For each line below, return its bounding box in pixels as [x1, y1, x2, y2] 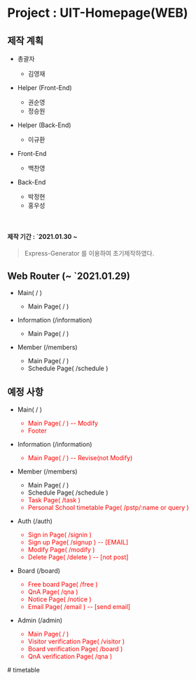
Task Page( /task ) [27, 495, 80, 504]
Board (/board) [17, 566, 61, 575]
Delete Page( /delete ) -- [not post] [27, 553, 129, 561]
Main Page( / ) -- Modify [27, 419, 99, 427]
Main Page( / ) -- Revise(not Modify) [27, 453, 133, 462]
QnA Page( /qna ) [27, 587, 78, 596]
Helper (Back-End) [17, 121, 71, 129]
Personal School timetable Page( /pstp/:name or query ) [27, 503, 189, 511]
